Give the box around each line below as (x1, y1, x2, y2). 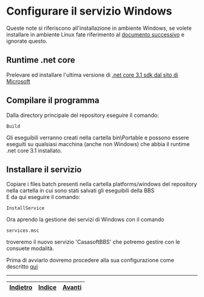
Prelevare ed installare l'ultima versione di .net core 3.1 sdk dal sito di (6, 71, 178, 79)
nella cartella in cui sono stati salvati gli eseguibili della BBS (6, 187, 155, 194)
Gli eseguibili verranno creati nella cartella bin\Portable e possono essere (6, 134, 189, 141)
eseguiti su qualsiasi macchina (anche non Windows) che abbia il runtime (6, 140, 190, 147)
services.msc (6, 228, 39, 234)
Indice (38, 283, 57, 292)
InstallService (6, 205, 45, 211)
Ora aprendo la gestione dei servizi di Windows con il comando (6, 216, 165, 223)
